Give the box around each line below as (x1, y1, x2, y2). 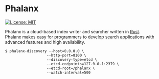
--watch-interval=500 (46, 70, 91, 75)
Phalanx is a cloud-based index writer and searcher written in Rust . (5, 28, 140, 34)
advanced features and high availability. (5, 39, 86, 45)
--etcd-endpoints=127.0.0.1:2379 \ (46, 61, 119, 66)
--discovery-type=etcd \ (46, 57, 97, 62)
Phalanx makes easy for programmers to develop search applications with (5, 34, 155, 40)
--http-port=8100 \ (46, 53, 87, 58)
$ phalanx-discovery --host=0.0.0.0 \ (5, 49, 84, 53)
